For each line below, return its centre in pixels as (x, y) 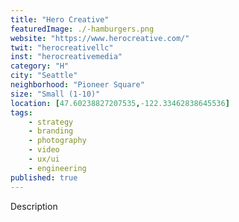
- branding (51, 131)
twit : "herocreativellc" (62, 47)
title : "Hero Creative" (60, 19)
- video (44, 150)
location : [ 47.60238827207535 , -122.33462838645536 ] (120, 103)
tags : (21, 112)
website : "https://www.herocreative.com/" (100, 38)
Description (34, 206)
